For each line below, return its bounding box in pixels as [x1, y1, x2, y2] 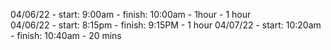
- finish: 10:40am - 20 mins [10, 30, 122, 41]
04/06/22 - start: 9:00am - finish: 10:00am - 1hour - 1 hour [10, 9, 252, 20]
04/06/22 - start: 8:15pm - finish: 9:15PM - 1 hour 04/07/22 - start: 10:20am [10, 19, 322, 31]
